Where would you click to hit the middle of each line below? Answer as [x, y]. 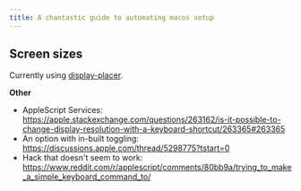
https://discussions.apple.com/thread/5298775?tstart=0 [126, 148]
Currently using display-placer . [66, 75]
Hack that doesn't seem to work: [82, 158]
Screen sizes [46, 54]
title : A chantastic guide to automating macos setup [112, 17]
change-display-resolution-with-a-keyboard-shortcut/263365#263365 [154, 129]
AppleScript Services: [62, 110]
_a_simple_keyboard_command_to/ [86, 177]
